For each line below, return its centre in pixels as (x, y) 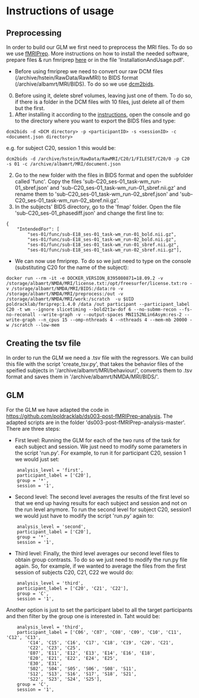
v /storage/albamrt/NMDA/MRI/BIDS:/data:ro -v (65, 289)
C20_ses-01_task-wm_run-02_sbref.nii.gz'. (67, 200)
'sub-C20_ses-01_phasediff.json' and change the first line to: (89, 213)
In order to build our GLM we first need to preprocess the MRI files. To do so (99, 47)
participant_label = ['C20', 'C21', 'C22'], (73, 588)
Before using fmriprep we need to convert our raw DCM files (89, 71)
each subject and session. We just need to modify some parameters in (101, 446)
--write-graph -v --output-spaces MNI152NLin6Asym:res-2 (110, 315)
